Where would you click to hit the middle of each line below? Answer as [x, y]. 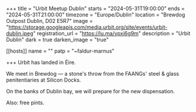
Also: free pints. [25, 103]
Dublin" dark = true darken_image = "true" [57, 40]
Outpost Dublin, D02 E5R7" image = [49, 21]
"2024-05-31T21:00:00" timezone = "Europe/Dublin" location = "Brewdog [96, 15]
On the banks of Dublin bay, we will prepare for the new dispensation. [91, 91]
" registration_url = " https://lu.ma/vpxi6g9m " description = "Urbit [112, 33]
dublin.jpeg [20, 33]
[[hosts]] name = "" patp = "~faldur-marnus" [60, 51]
